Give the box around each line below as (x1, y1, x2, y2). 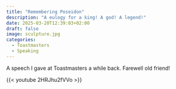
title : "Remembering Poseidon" (6, 8, 85, 15)
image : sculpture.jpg (6, 31, 61, 37)
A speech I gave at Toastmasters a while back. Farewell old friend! (6, 64, 170, 72)
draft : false (6, 25, 39, 32)
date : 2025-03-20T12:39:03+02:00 (6, 20, 90, 26)
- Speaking (11, 48, 39, 54)
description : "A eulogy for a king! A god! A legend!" (6, 14, 147, 20)
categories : (6, 37, 36, 43)
